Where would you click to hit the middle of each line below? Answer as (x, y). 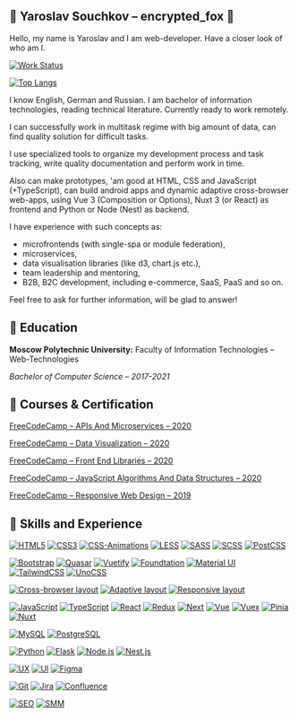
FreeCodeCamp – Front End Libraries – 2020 (91, 461)
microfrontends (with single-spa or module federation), (123, 244)
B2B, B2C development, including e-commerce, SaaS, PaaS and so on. (153, 282)
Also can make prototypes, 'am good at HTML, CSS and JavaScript (133, 180)
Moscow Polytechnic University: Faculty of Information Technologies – (142, 349)
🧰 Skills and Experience (76, 524)
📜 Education (43, 328)
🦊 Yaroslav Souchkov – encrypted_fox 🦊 (122, 17)
